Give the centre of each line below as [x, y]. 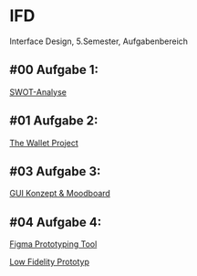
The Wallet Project [44, 143]
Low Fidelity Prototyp [49, 262]
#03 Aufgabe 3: [55, 171]
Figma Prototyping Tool [53, 244]
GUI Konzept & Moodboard [60, 194]
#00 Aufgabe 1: [54, 70]
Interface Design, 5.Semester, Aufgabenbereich [99, 41]
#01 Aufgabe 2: [54, 121]
